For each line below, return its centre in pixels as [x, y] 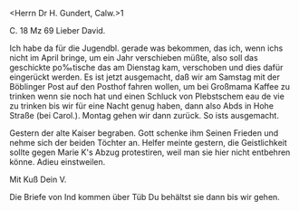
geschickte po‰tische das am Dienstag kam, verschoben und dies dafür [146, 67]
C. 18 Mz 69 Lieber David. [58, 30]
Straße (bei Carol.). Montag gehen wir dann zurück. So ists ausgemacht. [144, 115]
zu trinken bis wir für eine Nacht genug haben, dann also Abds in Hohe [142, 106]
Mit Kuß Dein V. [38, 179]
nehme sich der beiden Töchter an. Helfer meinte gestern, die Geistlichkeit [148, 143]
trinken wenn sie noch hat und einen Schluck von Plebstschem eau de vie [147, 96]
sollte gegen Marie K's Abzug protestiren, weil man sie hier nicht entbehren [150, 152]
